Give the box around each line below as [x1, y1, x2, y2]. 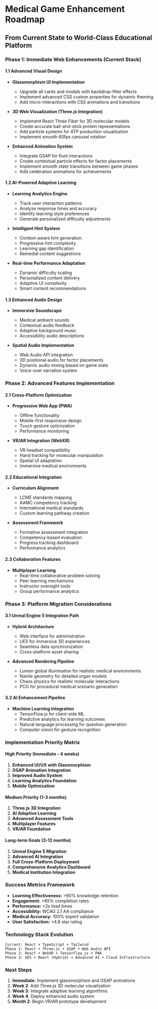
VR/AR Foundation [12, 826, 51, 832]
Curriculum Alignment [12, 485, 59, 491]
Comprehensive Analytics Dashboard [12, 864, 91, 870]
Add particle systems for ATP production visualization [19, 128, 129, 134]
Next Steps [5, 967, 32, 974]
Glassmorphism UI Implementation [12, 79, 85, 85]
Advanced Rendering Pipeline [12, 658, 75, 664]
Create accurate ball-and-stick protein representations [19, 123, 130, 129]
